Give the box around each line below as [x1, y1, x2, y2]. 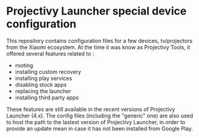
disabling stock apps [15, 80, 67, 88]
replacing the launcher [15, 87, 71, 94]
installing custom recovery [15, 68, 82, 75]
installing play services [15, 74, 73, 82]
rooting [15, 62, 33, 69]
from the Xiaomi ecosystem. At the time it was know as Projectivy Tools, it [6, 44, 191, 51]
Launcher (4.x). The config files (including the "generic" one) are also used [6, 112, 194, 119]
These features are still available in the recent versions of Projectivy [6, 105, 175, 113]
